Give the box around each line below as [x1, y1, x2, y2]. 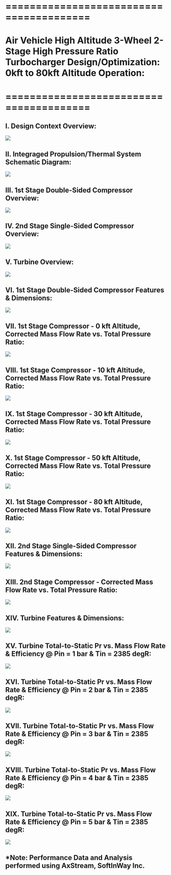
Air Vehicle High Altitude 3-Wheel [5, 35, 152, 46]
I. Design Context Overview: [5, 121, 97, 130]
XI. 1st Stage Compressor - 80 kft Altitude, [5, 498, 143, 506]
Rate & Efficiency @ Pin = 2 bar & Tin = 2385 [5, 686, 149, 694]
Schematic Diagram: [5, 158, 71, 166]
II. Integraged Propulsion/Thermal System [5, 150, 141, 158]
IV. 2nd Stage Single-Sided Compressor [5, 222, 134, 230]
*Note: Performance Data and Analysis [5, 854, 133, 862]
